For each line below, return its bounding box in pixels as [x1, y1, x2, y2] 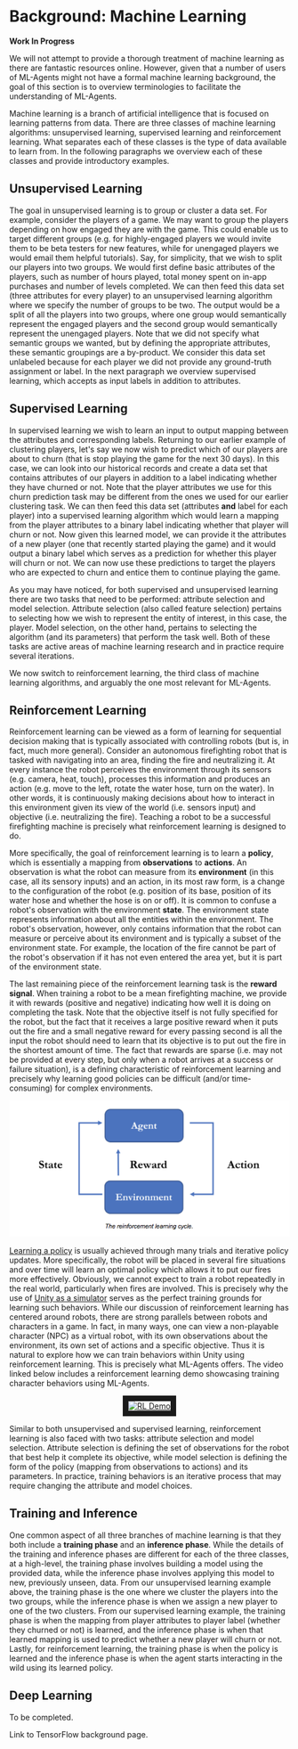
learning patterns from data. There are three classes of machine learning [9, 118, 276, 128]
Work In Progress [9, 36, 75, 46]
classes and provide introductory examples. [9, 155, 170, 166]
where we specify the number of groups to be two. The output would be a [9, 299, 280, 310]
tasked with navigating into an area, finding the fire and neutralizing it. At [9, 755, 276, 765]
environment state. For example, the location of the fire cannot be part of [9, 943, 277, 953]
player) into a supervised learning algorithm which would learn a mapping [9, 510, 279, 520]
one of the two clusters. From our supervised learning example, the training [9, 1606, 286, 1616]
